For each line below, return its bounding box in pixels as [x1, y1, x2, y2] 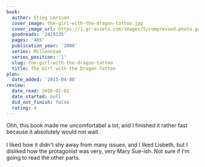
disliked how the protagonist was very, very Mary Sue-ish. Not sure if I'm [6, 147, 190, 155]
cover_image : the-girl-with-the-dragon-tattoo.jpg [12, 20, 143, 26]
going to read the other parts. [6, 154, 81, 161]
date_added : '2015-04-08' [12, 77, 78, 83]
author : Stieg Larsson [12, 15, 70, 21]
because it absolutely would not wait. [6, 128, 100, 135]
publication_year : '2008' [12, 43, 78, 49]
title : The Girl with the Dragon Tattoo [12, 65, 116, 72]
